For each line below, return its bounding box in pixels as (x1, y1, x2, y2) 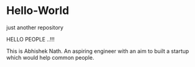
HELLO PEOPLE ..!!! (6, 35, 55, 43)
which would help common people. (6, 54, 94, 61)
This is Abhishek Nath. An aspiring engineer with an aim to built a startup (6, 47, 190, 55)
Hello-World (6, 4, 69, 18)
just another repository (6, 24, 64, 31)
